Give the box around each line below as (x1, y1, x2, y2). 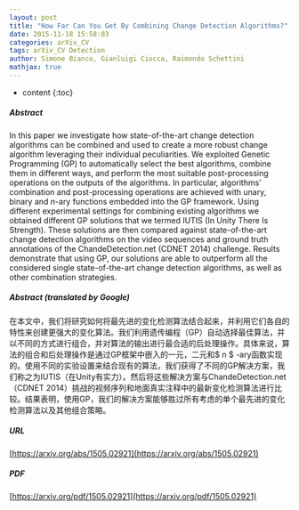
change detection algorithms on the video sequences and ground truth (9, 233, 269, 245)
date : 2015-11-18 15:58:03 (9, 29, 109, 38)
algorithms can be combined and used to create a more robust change (9, 139, 269, 150)
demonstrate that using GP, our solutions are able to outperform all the (9, 253, 269, 263)
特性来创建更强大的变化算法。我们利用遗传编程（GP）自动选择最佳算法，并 (9, 327, 286, 337)
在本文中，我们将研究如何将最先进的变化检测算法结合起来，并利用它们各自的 (9, 315, 290, 326)
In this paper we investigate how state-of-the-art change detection (9, 130, 255, 141)
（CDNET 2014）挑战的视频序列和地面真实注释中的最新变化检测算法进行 (9, 382, 275, 393)
